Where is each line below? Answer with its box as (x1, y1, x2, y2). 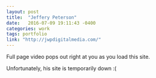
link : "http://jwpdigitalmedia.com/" (6, 37, 102, 43)
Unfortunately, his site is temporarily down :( (6, 65, 117, 72)
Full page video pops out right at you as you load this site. (6, 53, 150, 60)
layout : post (6, 8, 39, 15)
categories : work (6, 25, 50, 32)
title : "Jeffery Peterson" (6, 14, 77, 20)
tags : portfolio (6, 31, 47, 37)
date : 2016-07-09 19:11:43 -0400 (6, 20, 96, 26)
